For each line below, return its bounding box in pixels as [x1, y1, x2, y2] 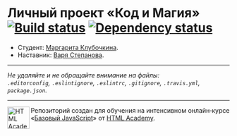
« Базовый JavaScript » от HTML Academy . [30, 113, 155, 122]
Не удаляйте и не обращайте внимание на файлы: [7, 70, 160, 79]
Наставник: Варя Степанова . [17, 51, 104, 59]
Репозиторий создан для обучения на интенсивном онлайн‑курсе [30, 106, 230, 114]
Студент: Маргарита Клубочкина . [17, 43, 119, 51]
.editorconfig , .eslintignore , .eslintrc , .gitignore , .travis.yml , [7, 78, 200, 87]
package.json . [7, 86, 47, 94]
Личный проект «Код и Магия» [7, 5, 200, 21]
